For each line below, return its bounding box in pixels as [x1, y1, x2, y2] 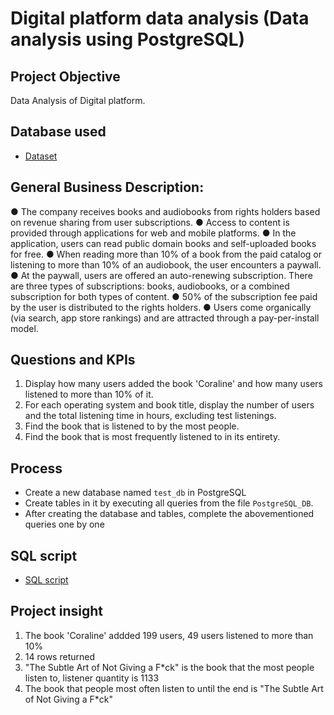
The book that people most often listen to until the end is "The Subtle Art [24, 682, 324, 694]
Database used [10, 123, 107, 141]
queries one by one [24, 518, 105, 531]
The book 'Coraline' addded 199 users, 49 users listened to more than [24, 629, 314, 641]
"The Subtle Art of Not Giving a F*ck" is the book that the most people [24, 661, 315, 673]
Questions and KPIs [10, 352, 136, 369]
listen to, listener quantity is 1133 [24, 672, 160, 684]
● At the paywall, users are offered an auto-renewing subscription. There [10, 269, 313, 281]
